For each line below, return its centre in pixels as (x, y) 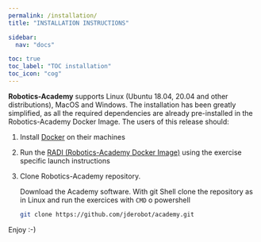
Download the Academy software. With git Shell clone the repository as (136, 191)
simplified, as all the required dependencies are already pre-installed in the (130, 113)
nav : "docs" (35, 44)
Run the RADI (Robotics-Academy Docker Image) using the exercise (130, 152)
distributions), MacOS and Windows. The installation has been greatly (122, 105)
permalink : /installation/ (53, 15)
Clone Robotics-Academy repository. (80, 176)
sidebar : (23, 37)
